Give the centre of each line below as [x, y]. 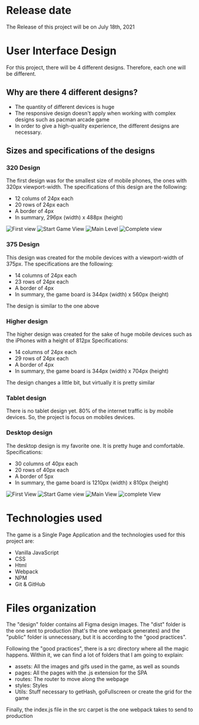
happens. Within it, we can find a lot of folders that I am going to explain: [95, 655]
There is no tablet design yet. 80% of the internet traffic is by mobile [90, 411]
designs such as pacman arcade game [62, 119]
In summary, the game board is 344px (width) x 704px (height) [92, 371]
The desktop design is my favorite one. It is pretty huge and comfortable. [96, 446]
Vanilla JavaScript [37, 552]
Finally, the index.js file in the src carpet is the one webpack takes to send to [99, 710]
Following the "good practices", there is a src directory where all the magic [97, 649]
